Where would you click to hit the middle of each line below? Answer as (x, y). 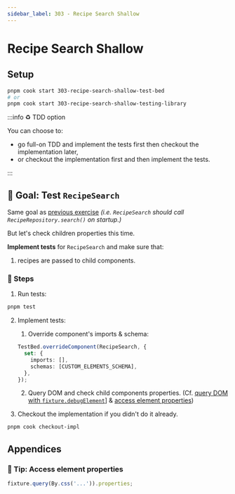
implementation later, (48, 152)
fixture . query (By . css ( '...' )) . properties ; (70, 484)
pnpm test (22, 307)
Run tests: (32, 294)
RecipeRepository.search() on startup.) (65, 220)
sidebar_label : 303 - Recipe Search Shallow (73, 14)
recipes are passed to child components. (76, 260)
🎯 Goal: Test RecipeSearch (63, 195)
